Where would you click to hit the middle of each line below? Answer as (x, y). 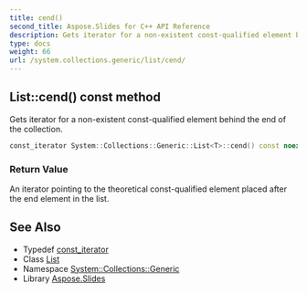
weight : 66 (30, 52)
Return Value (39, 169)
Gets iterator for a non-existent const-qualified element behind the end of (148, 119)
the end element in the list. (59, 198)
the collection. (36, 129)
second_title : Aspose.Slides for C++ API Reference (110, 26)
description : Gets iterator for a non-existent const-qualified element (151, 35)
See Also (35, 228)
